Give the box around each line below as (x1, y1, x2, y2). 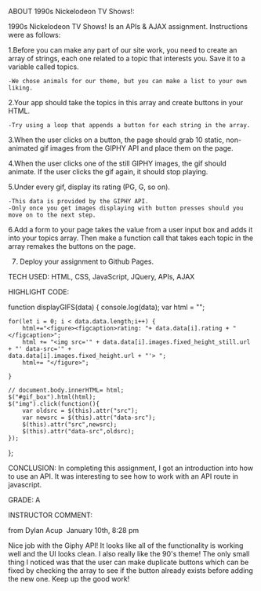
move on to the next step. (8, 211, 96, 219)
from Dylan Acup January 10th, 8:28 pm (8, 526, 140, 534)
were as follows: (8, 31, 61, 39)
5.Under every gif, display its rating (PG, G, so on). (8, 182, 171, 192)
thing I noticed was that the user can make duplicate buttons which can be (8, 557, 249, 567)
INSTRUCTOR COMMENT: (8, 510, 92, 520)
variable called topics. (8, 62, 80, 71)
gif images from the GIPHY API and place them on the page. (39, 144, 234, 152)
